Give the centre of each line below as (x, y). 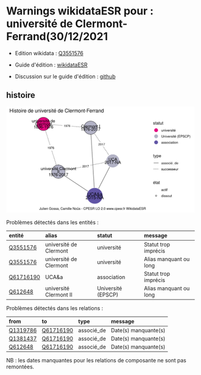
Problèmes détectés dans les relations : (55, 308)
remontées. (20, 367)
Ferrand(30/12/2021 (57, 37)
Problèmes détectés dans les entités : (52, 222)
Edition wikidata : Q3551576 (49, 53)
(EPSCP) (107, 295)
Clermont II (59, 295)
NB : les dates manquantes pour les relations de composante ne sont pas (96, 360)
